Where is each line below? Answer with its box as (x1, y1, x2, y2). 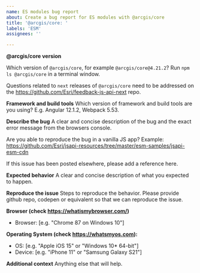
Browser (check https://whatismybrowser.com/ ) (6, 207, 130, 215)
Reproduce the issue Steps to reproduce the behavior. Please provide (6, 189, 180, 197)
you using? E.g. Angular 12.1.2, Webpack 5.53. (6, 106, 120, 114)
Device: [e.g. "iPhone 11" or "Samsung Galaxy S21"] (14, 249, 143, 256)
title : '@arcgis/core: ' (6, 20, 68, 26)
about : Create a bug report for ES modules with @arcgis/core (6, 14, 165, 20)
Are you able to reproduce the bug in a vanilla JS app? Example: (6, 136, 164, 143)
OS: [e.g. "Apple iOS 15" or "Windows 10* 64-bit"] (14, 243, 139, 250)
